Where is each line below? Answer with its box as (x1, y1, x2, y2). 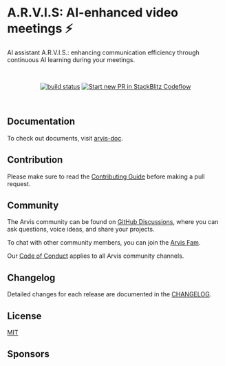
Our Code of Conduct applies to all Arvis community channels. (7, 252, 184, 260)
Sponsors (7, 348, 50, 360)
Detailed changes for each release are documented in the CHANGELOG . (7, 290, 212, 298)
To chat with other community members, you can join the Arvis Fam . (7, 238, 201, 247)
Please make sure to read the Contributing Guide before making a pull (7, 172, 205, 181)
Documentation (7, 116, 76, 128)
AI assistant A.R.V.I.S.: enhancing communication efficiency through (7, 48, 200, 57)
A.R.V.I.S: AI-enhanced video (7, 5, 179, 21)
